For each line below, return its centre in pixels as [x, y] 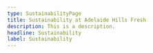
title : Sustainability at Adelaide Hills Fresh [77, 20]
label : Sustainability [40, 39]
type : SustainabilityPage [44, 13]
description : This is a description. [61, 26]
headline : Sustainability [44, 33]
